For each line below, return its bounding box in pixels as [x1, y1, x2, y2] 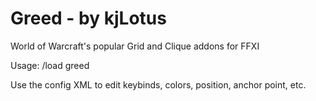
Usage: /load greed [10, 59, 90, 71]
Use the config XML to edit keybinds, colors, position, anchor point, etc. [10, 78, 307, 91]
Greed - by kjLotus [10, 7, 167, 30]
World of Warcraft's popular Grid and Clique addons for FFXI [10, 40, 260, 52]
